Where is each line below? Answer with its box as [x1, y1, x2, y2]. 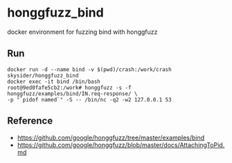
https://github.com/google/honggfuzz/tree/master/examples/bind [17, 133, 205, 142]
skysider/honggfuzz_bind [7, 72, 79, 79]
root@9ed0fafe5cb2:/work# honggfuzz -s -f [7, 84, 132, 91]
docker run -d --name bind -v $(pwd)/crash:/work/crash [7, 66, 172, 73]
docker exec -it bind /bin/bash [7, 78, 100, 85]
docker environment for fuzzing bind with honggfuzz [7, 28, 158, 36]
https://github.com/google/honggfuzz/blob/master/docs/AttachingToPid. [17, 140, 225, 149]
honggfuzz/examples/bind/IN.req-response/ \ [7, 90, 138, 97]
